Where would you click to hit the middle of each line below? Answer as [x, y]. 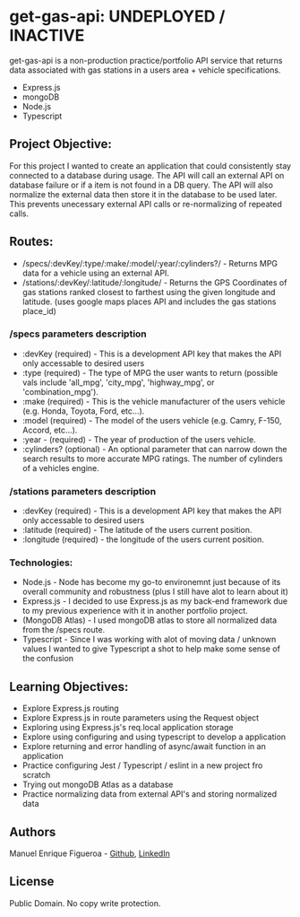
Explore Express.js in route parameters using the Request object [141, 718]
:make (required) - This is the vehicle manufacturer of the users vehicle [154, 401]
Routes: [31, 242]
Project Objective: [60, 144]
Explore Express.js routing [70, 708]
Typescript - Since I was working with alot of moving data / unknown [149, 640]
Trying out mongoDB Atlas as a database [98, 785]
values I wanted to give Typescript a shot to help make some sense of [151, 649]
